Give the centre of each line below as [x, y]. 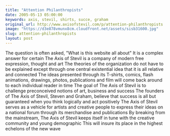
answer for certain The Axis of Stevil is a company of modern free [75, 58]
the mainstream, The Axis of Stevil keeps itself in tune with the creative [80, 118]
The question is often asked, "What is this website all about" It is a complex [84, 53]
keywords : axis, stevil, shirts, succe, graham [57, 19]
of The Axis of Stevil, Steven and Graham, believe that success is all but [81, 96]
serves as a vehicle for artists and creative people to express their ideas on [84, 107]
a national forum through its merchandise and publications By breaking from [85, 112]
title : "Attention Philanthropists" [44, 10]
